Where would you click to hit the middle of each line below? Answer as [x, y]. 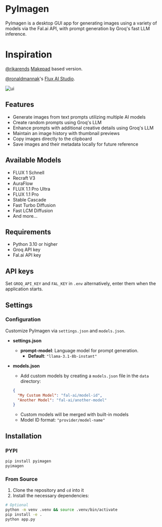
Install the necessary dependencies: [51, 496]
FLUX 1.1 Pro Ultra [31, 189]
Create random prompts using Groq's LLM [57, 122]
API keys [20, 271]
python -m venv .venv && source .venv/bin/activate [61, 510]
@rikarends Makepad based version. [44, 68]
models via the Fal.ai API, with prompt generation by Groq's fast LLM [78, 28]
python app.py [20, 519]
